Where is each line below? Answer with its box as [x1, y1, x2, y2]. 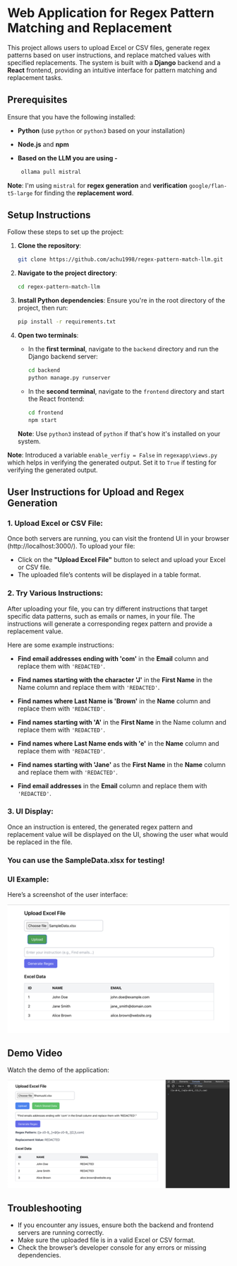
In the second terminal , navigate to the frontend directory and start [28, 387, 224, 395]
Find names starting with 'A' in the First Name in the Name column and [17, 717, 227, 726]
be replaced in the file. [7, 838, 73, 846]
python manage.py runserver [28, 374, 111, 381]
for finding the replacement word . [34, 189, 134, 197]
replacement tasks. [7, 73, 63, 82]
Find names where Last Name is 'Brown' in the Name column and [17, 696, 211, 705]
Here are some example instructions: [7, 640, 114, 649]
